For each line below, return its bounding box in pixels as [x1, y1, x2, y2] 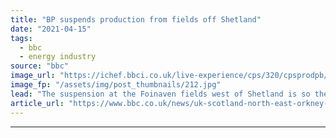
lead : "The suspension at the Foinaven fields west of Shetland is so [10, 89, 311, 99]
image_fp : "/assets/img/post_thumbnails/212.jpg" [10, 80, 222, 90]
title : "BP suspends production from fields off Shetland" [10, 14, 262, 25]
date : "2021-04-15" [10, 24, 92, 34]
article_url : [10, 98, 65, 108]
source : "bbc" [10, 61, 70, 71]
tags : [10, 33, 33, 43]
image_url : [10, 71, 56, 81]
